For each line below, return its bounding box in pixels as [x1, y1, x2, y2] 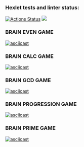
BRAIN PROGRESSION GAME [5, 101, 77, 108]
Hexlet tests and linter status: [5, 4, 79, 11]
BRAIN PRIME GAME [5, 125, 56, 132]
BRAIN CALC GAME [5, 52, 54, 59]
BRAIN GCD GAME [5, 77, 51, 84]
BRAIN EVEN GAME [5, 29, 54, 36]
